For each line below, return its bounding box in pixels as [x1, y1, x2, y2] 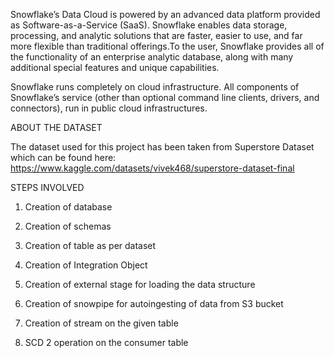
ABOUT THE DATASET [10, 122, 103, 133]
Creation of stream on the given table [24, 317, 179, 329]
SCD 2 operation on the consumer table [24, 337, 189, 348]
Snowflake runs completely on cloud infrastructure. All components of [10, 81, 300, 93]
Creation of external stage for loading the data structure [24, 279, 256, 290]
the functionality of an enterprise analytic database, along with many [10, 51, 294, 63]
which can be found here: [10, 152, 117, 163]
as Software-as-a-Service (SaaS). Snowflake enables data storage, [10, 19, 288, 31]
